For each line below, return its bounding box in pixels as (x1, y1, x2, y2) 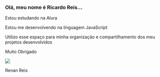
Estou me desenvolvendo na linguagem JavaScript (5, 25, 107, 30)
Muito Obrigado (5, 49, 37, 55)
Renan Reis (5, 68, 28, 74)
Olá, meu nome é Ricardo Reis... (5, 4, 82, 11)
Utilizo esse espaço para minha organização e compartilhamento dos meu (5, 34, 156, 40)
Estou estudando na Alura (5, 15, 57, 21)
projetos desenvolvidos (5, 39, 53, 45)
